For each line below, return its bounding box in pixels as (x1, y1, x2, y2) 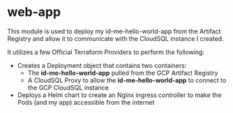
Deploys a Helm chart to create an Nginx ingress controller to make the (17, 91, 222, 99)
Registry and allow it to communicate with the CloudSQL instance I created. (7, 34, 225, 42)
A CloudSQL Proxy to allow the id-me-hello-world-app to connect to (27, 76, 227, 84)
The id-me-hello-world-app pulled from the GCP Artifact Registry (27, 69, 218, 77)
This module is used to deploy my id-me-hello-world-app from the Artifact (7, 27, 221, 35)
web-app (7, 4, 61, 20)
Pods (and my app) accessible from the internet (17, 98, 155, 106)
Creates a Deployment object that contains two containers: (17, 61, 187, 69)
